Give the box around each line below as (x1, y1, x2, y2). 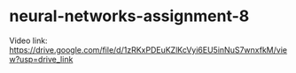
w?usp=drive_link (9, 54, 74, 64)
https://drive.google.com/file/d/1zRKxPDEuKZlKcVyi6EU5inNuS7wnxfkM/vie (9, 44, 288, 55)
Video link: (9, 35, 48, 46)
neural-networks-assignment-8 (9, 6, 250, 26)
